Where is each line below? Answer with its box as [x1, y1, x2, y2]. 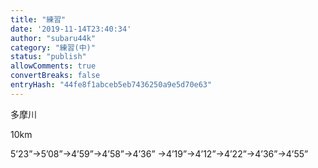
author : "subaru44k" [10, 33, 97, 43]
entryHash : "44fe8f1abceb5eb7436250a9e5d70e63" [10, 80, 213, 90]
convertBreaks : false [10, 71, 101, 81]
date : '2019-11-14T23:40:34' [10, 24, 132, 34]
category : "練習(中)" [10, 42, 96, 53]
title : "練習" [10, 14, 67, 25]
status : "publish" [10, 52, 87, 62]
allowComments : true [10, 61, 97, 71]
